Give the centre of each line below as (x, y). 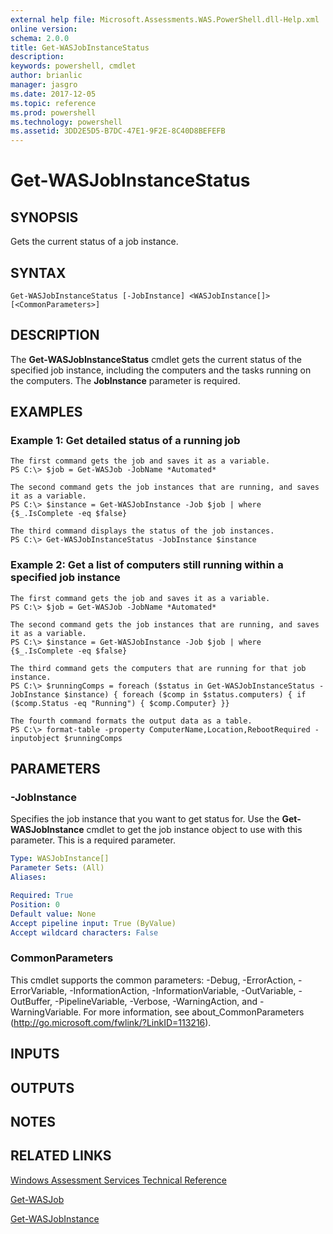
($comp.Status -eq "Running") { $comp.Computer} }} (120, 703)
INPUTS (35, 1054)
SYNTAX (38, 272)
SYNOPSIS (44, 217)
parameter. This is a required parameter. (93, 840)
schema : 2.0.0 (40, 38)
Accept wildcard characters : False (84, 932)
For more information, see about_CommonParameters (194, 1012)
